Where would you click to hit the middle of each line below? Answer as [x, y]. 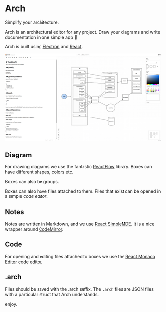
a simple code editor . [27, 196]
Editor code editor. [24, 262]
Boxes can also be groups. [32, 182]
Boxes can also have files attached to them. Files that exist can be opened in [83, 191]
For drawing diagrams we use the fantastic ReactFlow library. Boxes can [79, 167]
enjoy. [11, 304]
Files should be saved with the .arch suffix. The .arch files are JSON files [80, 289]
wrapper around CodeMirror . [34, 229]
